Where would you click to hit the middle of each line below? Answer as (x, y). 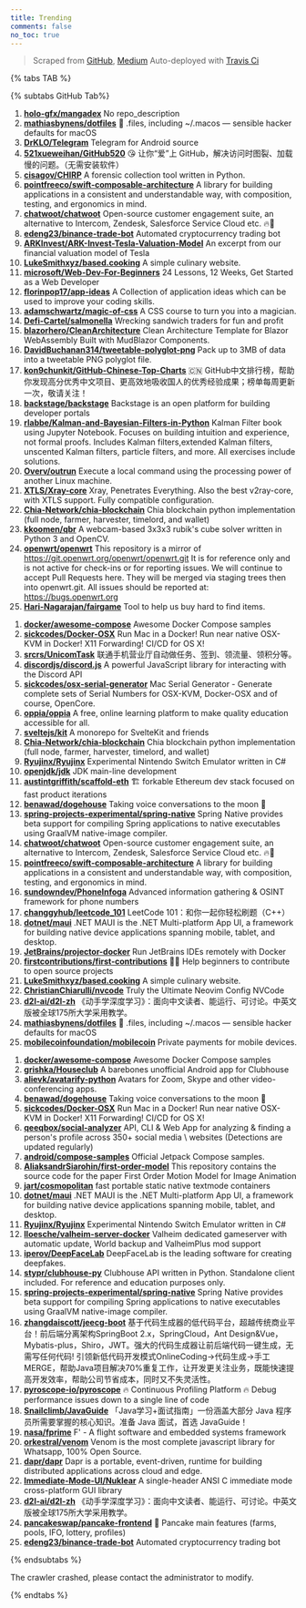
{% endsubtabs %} (46, 1560)
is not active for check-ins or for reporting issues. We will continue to (153, 568)
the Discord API (53, 674)
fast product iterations (65, 794)
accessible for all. (56, 723)
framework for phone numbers (81, 902)
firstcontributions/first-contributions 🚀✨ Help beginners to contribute (157, 961)
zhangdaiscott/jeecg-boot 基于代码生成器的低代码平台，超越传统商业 (155, 1323)
